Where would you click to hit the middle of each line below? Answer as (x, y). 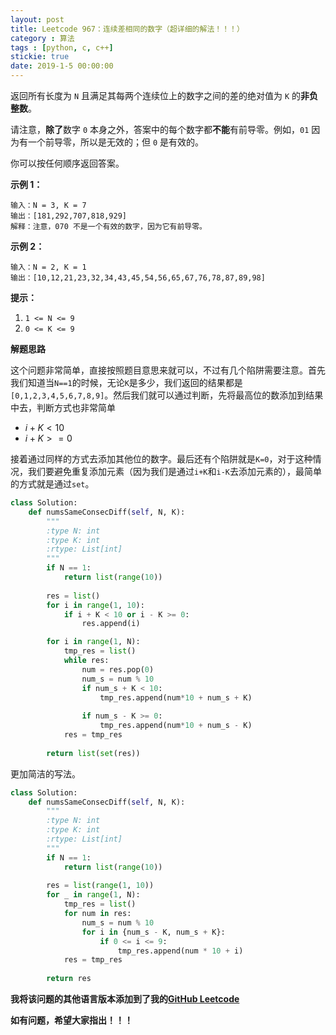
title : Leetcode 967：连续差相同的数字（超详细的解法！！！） (127, 29)
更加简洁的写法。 (45, 773)
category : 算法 (42, 38)
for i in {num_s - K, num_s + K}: (153, 932)
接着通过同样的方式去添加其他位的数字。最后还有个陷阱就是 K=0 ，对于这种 (161, 459)
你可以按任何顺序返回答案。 (67, 163)
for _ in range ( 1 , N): (93, 895)
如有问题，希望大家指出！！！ (71, 1020)
